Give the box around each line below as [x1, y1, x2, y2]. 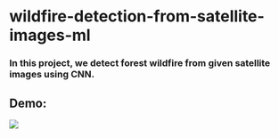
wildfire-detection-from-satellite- [9, 6, 265, 27]
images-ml [9, 25, 91, 45]
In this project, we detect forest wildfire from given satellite [9, 57, 271, 69]
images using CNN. [9, 69, 95, 81]
